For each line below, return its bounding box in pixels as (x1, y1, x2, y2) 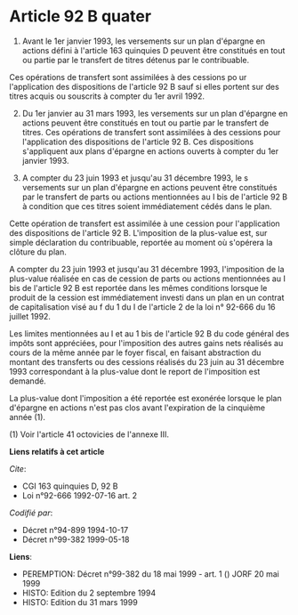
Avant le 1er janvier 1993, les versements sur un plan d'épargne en (21, 36, 265, 46)
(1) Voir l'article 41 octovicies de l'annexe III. (9, 429, 169, 440)
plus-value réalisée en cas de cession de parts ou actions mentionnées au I (9, 273, 286, 284)
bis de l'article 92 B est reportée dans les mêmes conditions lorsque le (9, 282, 268, 293)
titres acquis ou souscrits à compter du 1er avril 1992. (9, 91, 205, 101)
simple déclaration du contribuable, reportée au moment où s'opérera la (9, 237, 273, 247)
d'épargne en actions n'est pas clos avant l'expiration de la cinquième (9, 402, 265, 413)
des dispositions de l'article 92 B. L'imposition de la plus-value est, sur (9, 227, 268, 238)
